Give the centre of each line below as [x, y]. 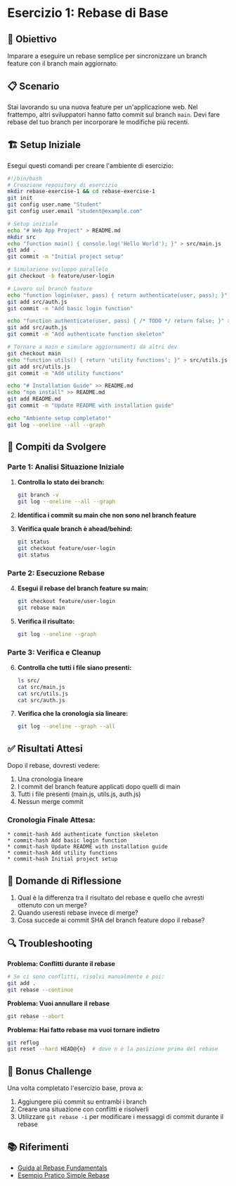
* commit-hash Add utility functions [63, 853]
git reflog [23, 1043]
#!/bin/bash [25, 178]
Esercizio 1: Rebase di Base [88, 13]
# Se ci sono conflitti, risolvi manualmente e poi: [86, 977]
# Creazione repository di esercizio [63, 185]
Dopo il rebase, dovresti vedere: [54, 766]
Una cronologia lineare [50, 779]
